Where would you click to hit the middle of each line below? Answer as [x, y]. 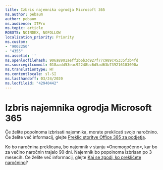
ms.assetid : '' [21, 56]
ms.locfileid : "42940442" [32, 83]
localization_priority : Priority [40, 38]
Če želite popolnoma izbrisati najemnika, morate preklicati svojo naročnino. [82, 132]
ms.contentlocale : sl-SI [31, 74]
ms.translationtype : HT [30, 70]
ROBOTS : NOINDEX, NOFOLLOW [33, 33]
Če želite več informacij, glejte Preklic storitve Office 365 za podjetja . [76, 137]
